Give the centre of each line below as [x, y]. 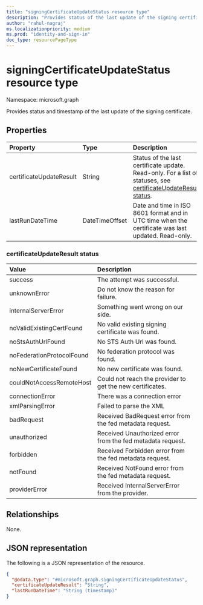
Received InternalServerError [138, 486]
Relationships [33, 514]
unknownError [30, 293]
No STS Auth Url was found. [137, 342]
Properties [27, 131]
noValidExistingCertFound [46, 328]
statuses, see [152, 180]
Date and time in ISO [162, 205]
